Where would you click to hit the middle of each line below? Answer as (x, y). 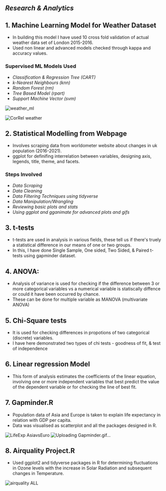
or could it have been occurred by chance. (56, 294)
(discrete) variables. (33, 338)
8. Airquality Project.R (40, 451)
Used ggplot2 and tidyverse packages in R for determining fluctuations (85, 463)
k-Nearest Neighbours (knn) (41, 83)
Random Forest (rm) (33, 88)
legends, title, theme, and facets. (46, 162)
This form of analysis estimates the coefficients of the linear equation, (84, 376)
